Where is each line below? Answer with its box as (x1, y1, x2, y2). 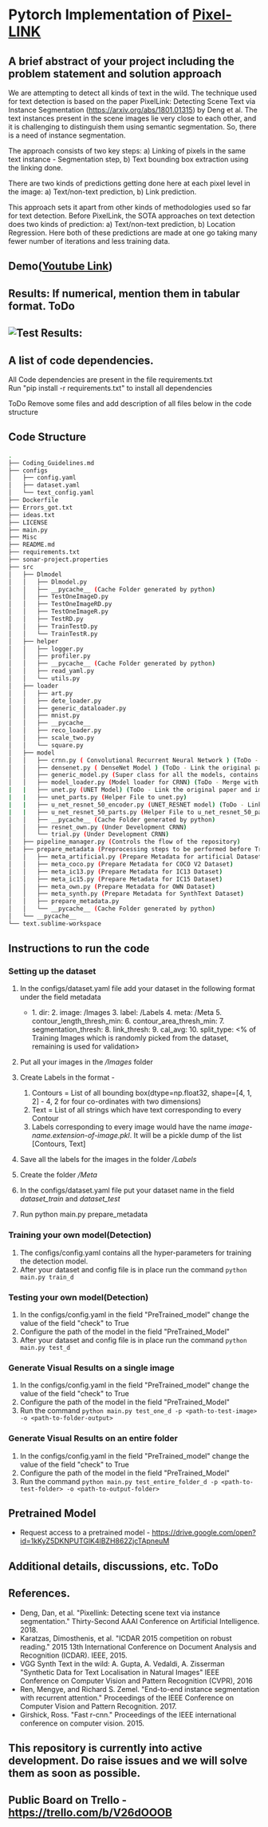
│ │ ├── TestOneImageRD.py (8, 600, 112, 608)
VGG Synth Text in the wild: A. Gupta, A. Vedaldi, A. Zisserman (19, 1658, 225, 1668)
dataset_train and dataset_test (19, 1194, 121, 1204)
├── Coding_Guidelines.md (8, 459, 94, 467)
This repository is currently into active (8, 1741, 203, 1755)
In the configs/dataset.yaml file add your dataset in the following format (19, 984, 255, 993)
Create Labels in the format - (19, 1073, 116, 1082)
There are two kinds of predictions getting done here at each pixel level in (8, 178, 250, 188)
